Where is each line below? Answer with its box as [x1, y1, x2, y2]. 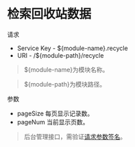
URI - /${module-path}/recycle [16, 51, 104, 59]
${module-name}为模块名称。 [23, 65, 109, 73]
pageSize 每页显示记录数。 [16, 109, 94, 117]
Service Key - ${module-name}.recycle [16, 44, 128, 52]
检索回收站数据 [7, 6, 92, 22]
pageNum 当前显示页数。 [16, 117, 89, 126]
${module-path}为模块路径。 [23, 80, 106, 88]
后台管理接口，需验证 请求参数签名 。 [23, 132, 127, 141]
